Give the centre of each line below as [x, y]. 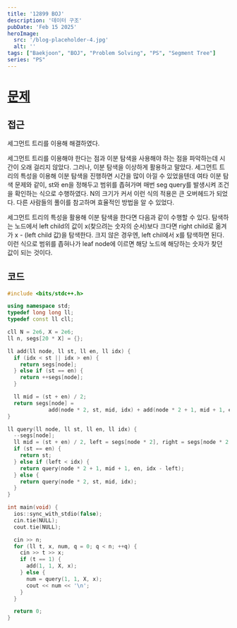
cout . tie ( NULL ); [37, 527]
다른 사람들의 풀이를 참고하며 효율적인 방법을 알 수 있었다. [96, 202]
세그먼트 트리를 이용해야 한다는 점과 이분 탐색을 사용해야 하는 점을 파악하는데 [113, 158]
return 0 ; [28, 611]
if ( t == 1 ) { [41, 560]
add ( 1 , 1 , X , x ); [51, 566]
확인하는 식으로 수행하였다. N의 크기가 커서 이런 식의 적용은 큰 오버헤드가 [115, 193]
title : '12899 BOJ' [36, 14]
